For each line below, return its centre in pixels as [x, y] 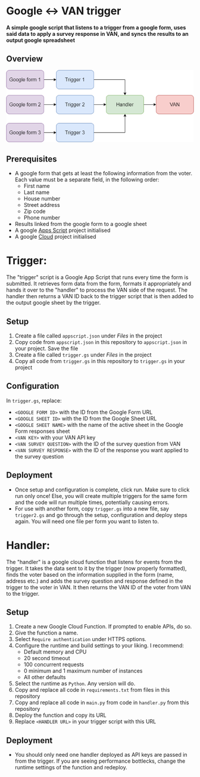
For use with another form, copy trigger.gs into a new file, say [92, 509]
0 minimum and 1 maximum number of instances [83, 671]
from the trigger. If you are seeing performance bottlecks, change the [100, 761]
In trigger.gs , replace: [34, 400]
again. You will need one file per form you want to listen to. [87, 521]
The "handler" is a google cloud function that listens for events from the [94, 562]
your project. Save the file [46, 349]
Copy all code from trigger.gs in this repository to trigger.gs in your [100, 361]
